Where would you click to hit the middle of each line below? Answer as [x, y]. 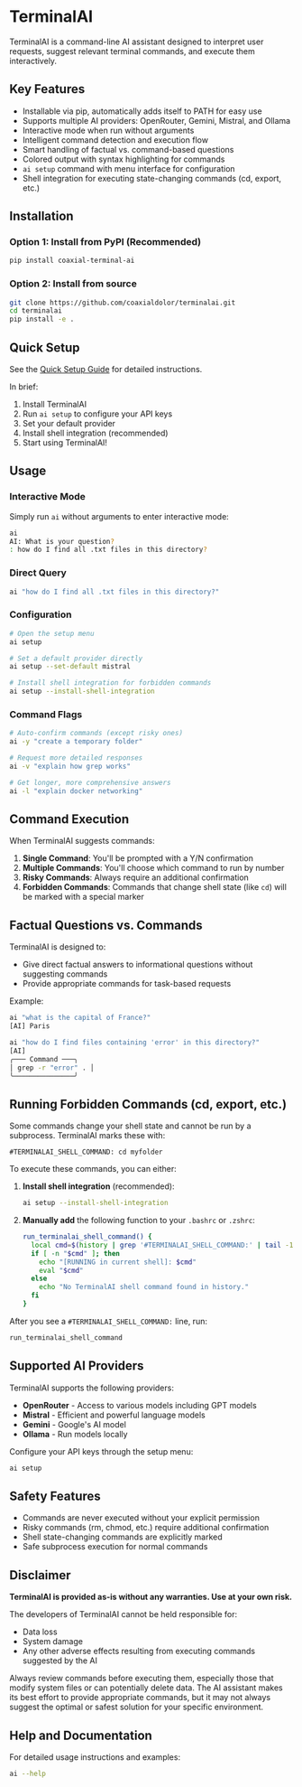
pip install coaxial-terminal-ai [72, 261]
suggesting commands [65, 974]
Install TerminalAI [55, 405]
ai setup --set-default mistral [70, 667]
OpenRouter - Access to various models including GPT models [139, 1405]
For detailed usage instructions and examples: [95, 1757]
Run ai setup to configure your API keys [97, 414]
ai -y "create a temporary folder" [76, 742]
